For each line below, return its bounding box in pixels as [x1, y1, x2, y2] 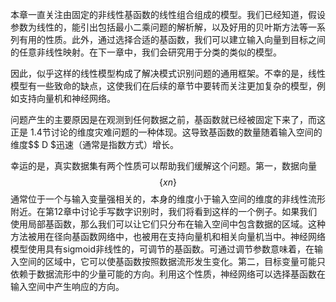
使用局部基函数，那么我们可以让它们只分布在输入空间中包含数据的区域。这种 [10, 218, 326, 230]
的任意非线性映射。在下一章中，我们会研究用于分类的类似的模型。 [10, 46, 282, 58]
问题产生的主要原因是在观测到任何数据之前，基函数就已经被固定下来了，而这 [10, 114, 326, 125]
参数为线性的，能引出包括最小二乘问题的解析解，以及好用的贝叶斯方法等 [10, 21, 308, 33]
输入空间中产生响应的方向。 [10, 281, 125, 292]
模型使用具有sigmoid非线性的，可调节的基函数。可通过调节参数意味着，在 [10, 243, 315, 255]
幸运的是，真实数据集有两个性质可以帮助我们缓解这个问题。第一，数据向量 [10, 160, 317, 172]
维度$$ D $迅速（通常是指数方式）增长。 [10, 139, 179, 150]
